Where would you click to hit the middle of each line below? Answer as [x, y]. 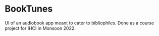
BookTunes [29, 9]
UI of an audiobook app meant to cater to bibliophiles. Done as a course [79, 23]
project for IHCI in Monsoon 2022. [40, 28]
